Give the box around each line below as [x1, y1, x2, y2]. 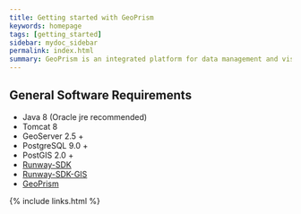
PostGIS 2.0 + [21, 150, 74, 160]
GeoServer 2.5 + [21, 131, 84, 141]
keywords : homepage [9, 21, 82, 30]
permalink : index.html [9, 47, 94, 56]
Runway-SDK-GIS [21, 168, 88, 179]
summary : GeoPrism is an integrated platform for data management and [9, 55, 279, 64]
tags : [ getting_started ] [9, 30, 102, 39]
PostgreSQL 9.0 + [21, 140, 89, 150]
